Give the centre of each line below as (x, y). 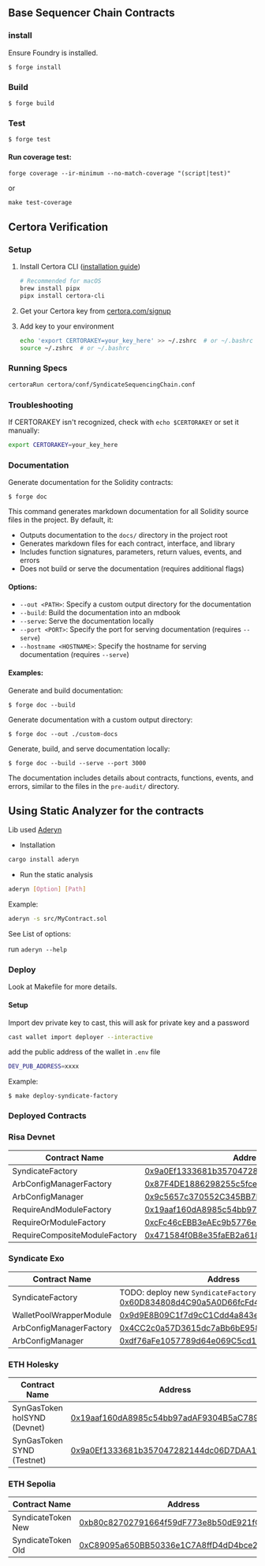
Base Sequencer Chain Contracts (91, 13)
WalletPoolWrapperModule (62, 1315)
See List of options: (39, 934)
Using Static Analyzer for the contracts (106, 811)
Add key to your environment (67, 326)
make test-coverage (40, 203)
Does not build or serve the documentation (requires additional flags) (132, 569)
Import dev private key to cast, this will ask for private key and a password (129, 1023)
